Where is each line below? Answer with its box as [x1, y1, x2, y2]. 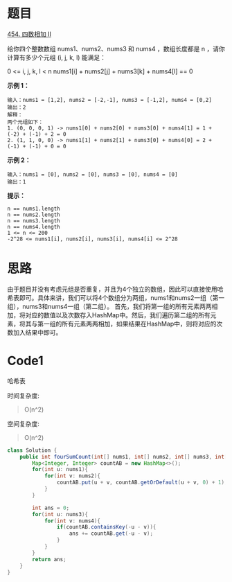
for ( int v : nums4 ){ [44, 517, 100, 524]
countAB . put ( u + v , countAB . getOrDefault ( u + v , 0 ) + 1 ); [56, 479, 228, 486]
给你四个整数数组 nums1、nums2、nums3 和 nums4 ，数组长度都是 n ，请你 [7, 44, 225, 53]
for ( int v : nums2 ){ [44, 473, 100, 479]
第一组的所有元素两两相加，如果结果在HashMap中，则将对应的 [37, 319, 217, 328]
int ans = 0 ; [32, 504, 70, 511]
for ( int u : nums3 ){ [32, 511, 89, 518]
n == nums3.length [7, 217, 60, 224]
